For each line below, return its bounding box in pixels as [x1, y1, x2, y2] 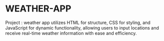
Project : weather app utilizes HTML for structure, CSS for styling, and [5, 19, 150, 25]
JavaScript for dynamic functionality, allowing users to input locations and [5, 24, 159, 30]
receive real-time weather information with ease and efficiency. [5, 30, 137, 36]
